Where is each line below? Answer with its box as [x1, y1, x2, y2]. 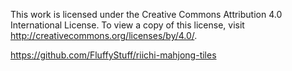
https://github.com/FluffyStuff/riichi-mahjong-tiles [10, 49, 217, 61]
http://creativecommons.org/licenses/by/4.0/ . [10, 30, 198, 41]
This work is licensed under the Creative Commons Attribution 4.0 [10, 9, 283, 20]
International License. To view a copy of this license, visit [10, 19, 245, 31]
